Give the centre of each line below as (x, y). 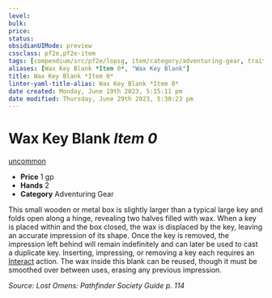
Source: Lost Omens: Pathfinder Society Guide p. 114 (96, 286)
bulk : (17, 23)
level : (19, 16)
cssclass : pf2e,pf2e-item (52, 53)
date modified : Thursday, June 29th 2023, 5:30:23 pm (101, 99)
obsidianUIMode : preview (50, 46)
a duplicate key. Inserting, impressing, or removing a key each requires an (132, 253)
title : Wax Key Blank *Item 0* (61, 76)
